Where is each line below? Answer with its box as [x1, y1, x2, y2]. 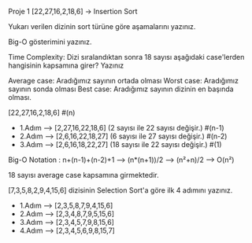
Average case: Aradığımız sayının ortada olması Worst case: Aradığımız [8, 76, 239, 85]
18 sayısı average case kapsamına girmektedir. [8, 171, 159, 179]
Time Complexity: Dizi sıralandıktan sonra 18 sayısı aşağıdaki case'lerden [8, 53, 245, 61]
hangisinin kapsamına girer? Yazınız [8, 61, 124, 70]
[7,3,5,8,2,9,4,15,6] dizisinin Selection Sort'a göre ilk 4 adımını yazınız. [8, 186, 233, 195]
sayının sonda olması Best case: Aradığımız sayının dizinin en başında [8, 84, 234, 94]
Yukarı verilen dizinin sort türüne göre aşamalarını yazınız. [8, 22, 196, 31]
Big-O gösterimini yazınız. [8, 37, 92, 46]
